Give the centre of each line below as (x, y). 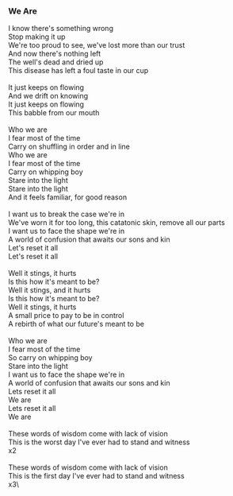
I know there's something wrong (61, 29)
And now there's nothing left (55, 54)
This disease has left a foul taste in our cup (78, 71)
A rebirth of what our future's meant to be (76, 324)
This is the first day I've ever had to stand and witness (96, 476)
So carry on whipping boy (50, 358)
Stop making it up (37, 37)
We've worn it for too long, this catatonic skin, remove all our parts (117, 223)
